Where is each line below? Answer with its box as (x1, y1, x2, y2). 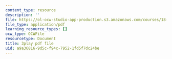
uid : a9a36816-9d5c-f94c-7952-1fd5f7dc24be (5, 46, 100, 51)
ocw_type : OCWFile (5, 31, 45, 36)
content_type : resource (5, 7, 56, 13)
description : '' (5, 12, 40, 17)
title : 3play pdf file (5, 41, 54, 46)
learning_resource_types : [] (5, 27, 68, 32)
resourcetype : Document (5, 36, 56, 42)
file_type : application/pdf (5, 22, 66, 27)
